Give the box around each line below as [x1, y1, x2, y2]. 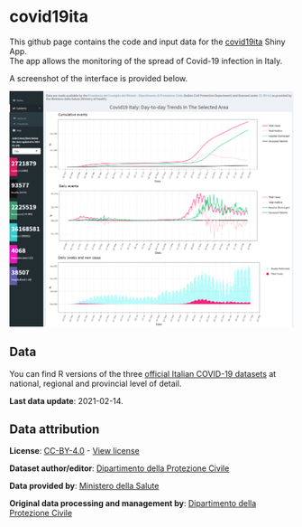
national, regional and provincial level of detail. [9, 378, 182, 389]
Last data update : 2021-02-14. [9, 395, 124, 406]
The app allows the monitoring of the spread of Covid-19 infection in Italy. [9, 55, 283, 66]
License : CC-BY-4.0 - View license [9, 446, 140, 456]
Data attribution [9, 422, 100, 438]
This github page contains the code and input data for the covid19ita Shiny [9, 36, 286, 47]
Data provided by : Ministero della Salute [9, 481, 160, 492]
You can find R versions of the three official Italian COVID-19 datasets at [9, 368, 277, 379]
